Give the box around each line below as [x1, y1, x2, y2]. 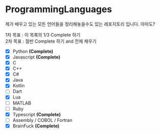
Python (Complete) [12, 48, 53, 54]
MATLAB [12, 100, 31, 106]
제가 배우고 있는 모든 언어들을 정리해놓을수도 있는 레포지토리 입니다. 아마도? [5, 21, 155, 27]
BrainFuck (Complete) [12, 123, 59, 129]
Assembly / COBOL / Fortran [12, 117, 73, 123]
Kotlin [12, 83, 25, 89]
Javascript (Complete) [12, 54, 60, 60]
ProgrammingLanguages [5, 4, 112, 15]
